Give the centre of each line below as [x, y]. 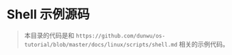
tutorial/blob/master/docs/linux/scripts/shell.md [101, 44]
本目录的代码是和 [49, 35]
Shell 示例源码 [48, 14]
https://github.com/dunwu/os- [121, 36]
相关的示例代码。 [204, 44]
